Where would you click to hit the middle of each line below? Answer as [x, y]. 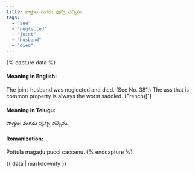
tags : [13, 17]
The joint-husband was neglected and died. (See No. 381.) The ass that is [97, 90]
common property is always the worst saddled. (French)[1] [79, 96]
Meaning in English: [32, 77]
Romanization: [25, 139]
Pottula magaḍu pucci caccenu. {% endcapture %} [70, 152]
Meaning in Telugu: [31, 110]
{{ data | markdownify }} [37, 164]
